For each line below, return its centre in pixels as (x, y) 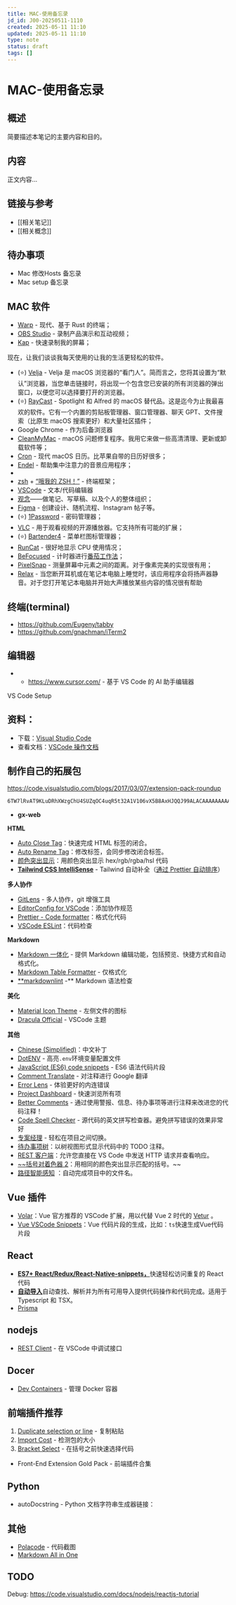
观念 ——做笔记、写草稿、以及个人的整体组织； (85, 499)
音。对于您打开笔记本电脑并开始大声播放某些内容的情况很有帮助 (110, 583)
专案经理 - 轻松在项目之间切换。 (64, 1138)
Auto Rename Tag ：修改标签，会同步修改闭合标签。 (92, 852)
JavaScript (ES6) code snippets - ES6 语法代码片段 (91, 1067)
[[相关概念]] (34, 230)
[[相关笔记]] (34, 222)
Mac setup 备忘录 (43, 282)
